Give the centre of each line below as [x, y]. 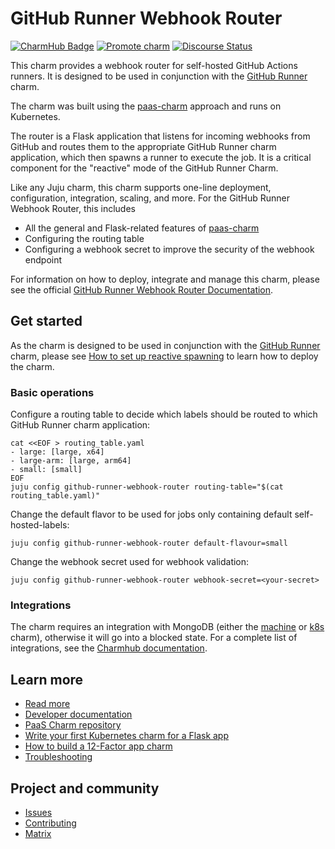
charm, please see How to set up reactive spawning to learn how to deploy [164, 356]
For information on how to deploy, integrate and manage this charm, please [165, 279]
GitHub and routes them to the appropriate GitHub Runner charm [143, 146]
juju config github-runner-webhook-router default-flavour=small [149, 543]
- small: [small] [46, 470]
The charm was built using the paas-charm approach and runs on [146, 106]
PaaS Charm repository [73, 725]
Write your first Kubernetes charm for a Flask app [127, 736]
